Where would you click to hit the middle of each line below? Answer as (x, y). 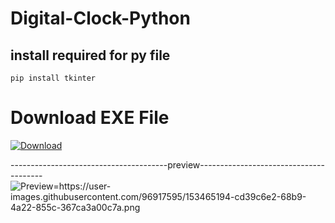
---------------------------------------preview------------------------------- (167, 164)
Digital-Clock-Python (100, 18)
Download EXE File (90, 118)
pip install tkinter (53, 78)
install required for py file (90, 55)
